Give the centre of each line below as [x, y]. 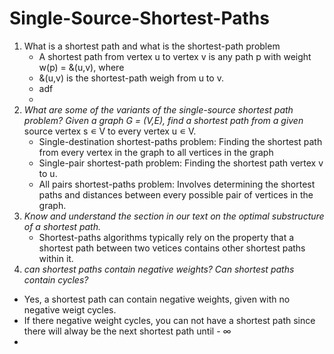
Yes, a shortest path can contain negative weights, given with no [157, 299]
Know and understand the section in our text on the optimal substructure [174, 216]
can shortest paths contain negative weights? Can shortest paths [159, 269]
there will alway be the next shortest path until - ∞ [127, 331]
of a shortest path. [62, 226]
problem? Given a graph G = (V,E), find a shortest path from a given [163, 120]
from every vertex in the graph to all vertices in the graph [156, 152]
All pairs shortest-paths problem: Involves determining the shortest [177, 184]
